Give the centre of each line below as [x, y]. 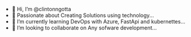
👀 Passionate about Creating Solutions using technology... [83, 15]
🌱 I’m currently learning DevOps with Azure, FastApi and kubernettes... [98, 21]
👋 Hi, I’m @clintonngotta [41, 9]
